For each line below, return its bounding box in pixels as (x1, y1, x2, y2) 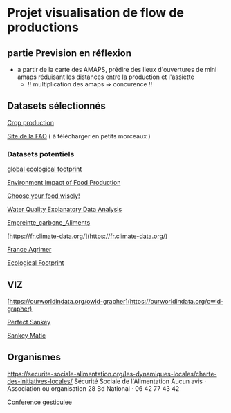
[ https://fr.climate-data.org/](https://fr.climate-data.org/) (7, 232, 168, 240)
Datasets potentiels (7, 149, 75, 158)
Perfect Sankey (7, 318, 51, 326)
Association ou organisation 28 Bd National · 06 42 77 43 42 (7, 384, 180, 392)
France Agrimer (7, 246, 52, 254)
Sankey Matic (7, 331, 46, 340)
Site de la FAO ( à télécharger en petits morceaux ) (7, 131, 151, 140)
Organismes (7, 351, 61, 363)
